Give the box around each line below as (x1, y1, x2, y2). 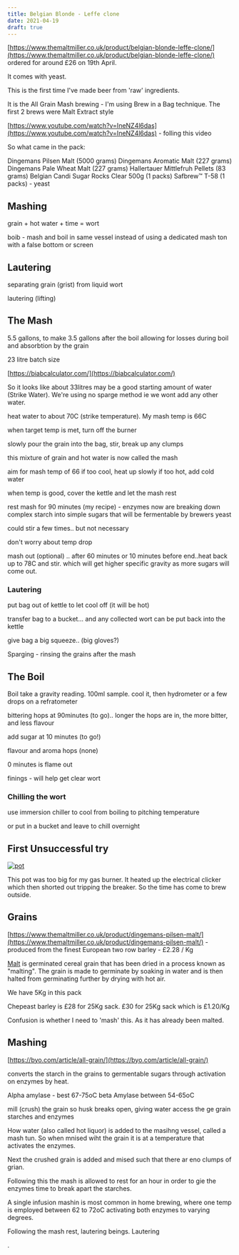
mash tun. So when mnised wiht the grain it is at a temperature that (7, 1134, 205, 1142)
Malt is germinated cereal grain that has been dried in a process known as (7, 959, 225, 968)
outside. (7, 891, 31, 899)
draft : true (7, 24, 43, 31)
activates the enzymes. (7, 1141, 76, 1150)
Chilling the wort (7, 791, 66, 801)
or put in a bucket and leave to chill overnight (7, 822, 141, 831)
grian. (7, 1162, 25, 1171)
